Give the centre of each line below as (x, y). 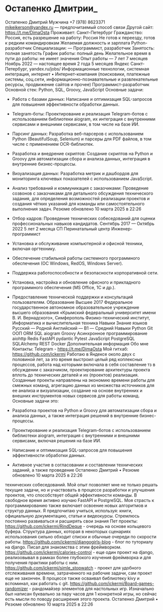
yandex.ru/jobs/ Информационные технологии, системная (89, 68)
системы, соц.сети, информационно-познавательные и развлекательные (81, 79)
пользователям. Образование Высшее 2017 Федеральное (72, 302)
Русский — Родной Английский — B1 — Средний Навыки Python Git (82, 328)
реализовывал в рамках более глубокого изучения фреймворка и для (78, 557)
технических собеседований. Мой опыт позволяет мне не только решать (81, 484)
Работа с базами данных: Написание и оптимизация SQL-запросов (82, 99)
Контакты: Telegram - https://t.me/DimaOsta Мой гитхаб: (70, 349)
